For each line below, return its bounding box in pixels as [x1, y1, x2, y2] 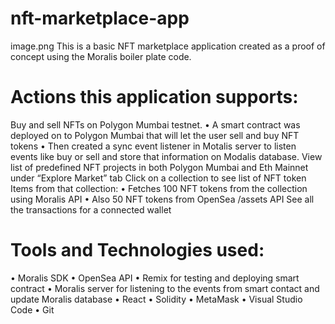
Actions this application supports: [10, 86, 299, 109]
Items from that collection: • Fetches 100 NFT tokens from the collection [10, 182, 308, 194]
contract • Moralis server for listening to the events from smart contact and [10, 282, 320, 294]
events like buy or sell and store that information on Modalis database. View [10, 150, 323, 162]
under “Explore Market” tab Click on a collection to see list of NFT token [10, 172, 307, 184]
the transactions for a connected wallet [10, 203, 172, 216]
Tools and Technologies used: [10, 239, 265, 262]
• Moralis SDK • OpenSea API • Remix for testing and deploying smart [10, 272, 300, 284]
